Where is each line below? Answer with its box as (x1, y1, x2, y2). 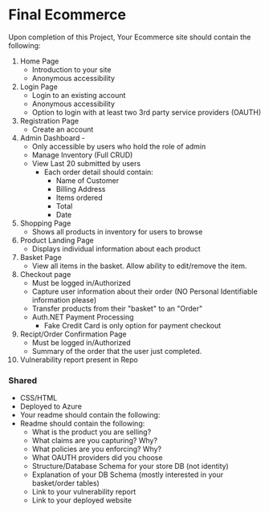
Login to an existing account (31, 90, 126, 100)
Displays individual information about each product (31, 243, 201, 254)
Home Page (19, 56, 59, 66)
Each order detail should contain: (43, 167, 154, 177)
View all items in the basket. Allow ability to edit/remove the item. (31, 261, 247, 271)
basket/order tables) (31, 478, 100, 488)
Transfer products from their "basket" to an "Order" (31, 303, 203, 313)
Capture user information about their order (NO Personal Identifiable (31, 287, 259, 296)
